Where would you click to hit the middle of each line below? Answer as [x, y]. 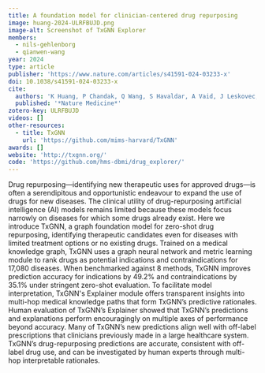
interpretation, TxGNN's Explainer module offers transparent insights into [127, 293]
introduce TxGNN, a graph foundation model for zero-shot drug [111, 226]
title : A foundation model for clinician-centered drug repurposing [123, 15]
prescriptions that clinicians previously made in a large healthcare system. [129, 335]
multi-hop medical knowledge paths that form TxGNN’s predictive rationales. [132, 302]
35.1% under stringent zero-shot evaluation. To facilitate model [110, 285]
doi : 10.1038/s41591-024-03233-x [63, 81]
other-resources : [37, 125]
